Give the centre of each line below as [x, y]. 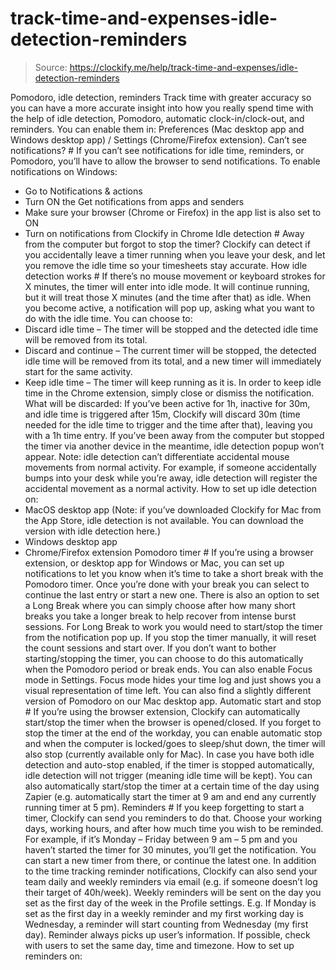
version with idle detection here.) [92, 531]
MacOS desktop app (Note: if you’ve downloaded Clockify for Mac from [173, 509]
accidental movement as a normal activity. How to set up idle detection [171, 488]
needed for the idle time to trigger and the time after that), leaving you [168, 424]
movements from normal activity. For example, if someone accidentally [170, 467]
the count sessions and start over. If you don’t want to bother [150, 648]
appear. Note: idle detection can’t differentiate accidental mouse [157, 456]
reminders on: [53, 956]
